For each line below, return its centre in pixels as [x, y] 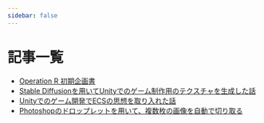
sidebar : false [33, 15]
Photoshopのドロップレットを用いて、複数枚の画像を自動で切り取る [131, 110]
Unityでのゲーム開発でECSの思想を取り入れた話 [97, 101]
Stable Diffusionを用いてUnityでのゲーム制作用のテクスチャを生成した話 [137, 90]
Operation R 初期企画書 [57, 81]
